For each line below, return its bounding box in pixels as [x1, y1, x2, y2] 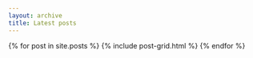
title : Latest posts [8, 19, 78, 27]
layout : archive [8, 11, 62, 20]
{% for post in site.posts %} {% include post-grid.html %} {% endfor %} [8, 41, 246, 50]
